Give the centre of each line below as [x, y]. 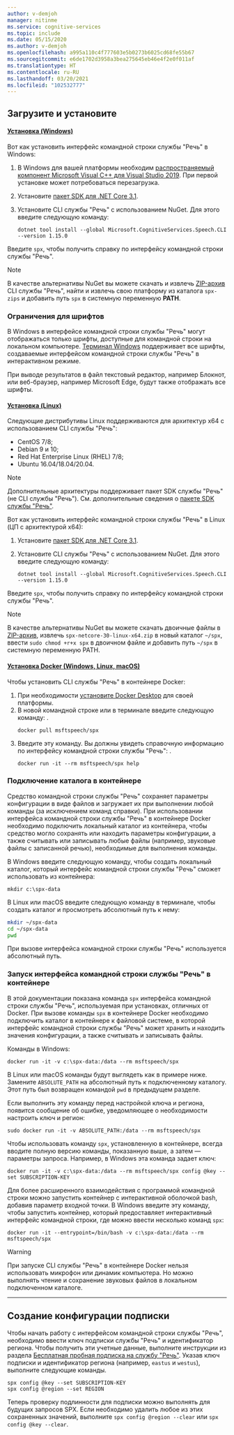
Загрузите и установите [62, 113]
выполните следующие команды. [57, 1370]
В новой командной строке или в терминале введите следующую [116, 710]
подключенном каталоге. [45, 1287]
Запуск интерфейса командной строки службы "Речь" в [109, 974]
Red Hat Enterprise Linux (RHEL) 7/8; [70, 457]
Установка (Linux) [34, 405]
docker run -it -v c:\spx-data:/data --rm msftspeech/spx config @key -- [117, 1171]
